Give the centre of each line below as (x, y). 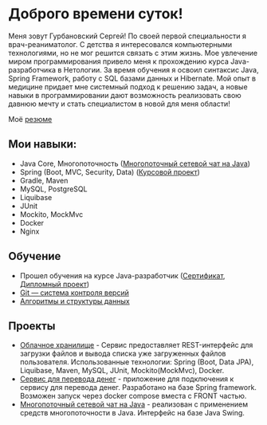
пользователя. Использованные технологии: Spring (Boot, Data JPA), (137, 362)
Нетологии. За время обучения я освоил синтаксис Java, (161, 69)
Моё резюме (30, 119)
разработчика (32, 69)
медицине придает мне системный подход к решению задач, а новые (128, 87)
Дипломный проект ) (55, 284)
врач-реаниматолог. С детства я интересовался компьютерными (120, 44)
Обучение (35, 256)
